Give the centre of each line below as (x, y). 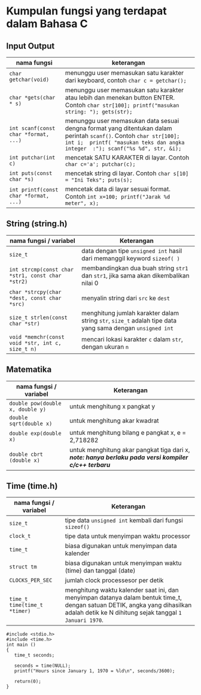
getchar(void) (29, 79)
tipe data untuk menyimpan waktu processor (127, 536)
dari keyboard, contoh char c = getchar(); (126, 80)
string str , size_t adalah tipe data (129, 320)
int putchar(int (32, 157)
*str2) (19, 281)
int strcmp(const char (41, 269)
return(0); (28, 682)
